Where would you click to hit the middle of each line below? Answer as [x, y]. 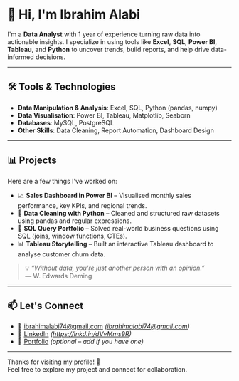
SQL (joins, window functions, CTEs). [72, 236]
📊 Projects [32, 161]
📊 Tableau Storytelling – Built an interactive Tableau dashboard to [116, 244]
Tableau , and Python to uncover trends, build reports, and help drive [108, 49]
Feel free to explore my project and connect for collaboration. [97, 370]
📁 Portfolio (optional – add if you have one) [81, 342]
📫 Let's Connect [46, 306]
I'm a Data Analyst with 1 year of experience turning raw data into [104, 34]
